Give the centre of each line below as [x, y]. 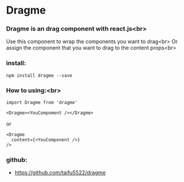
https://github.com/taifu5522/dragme [60, 173]
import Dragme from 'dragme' [42, 103]
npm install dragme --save [39, 75]
